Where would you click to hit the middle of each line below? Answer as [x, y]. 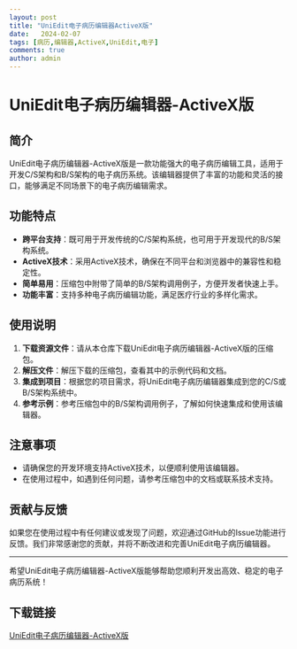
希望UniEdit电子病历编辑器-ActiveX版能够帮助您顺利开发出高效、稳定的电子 [147, 571]
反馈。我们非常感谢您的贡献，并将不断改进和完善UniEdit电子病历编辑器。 [142, 544]
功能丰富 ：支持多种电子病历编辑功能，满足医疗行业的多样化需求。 [142, 294]
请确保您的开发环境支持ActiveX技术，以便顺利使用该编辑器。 [133, 468]
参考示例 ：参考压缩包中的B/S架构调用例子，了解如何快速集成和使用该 [148, 403]
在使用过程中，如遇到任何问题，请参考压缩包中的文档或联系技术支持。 [150, 479]
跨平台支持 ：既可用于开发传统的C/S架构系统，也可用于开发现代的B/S [148, 239]
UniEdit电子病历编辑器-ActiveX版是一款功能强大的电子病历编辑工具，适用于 [147, 163]
